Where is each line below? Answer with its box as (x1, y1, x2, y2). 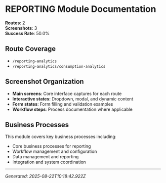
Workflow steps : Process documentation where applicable (12, 106, 133, 112)
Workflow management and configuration (12, 148, 97, 154)
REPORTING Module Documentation (5, 3, 157, 15)
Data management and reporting (12, 154, 79, 160)
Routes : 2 (5, 20, 26, 26)
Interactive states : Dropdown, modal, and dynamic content (12, 95, 133, 102)
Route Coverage (5, 45, 56, 53)
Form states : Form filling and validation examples (12, 101, 113, 107)
